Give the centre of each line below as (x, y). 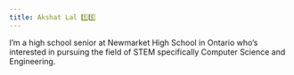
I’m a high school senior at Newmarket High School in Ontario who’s (134, 42)
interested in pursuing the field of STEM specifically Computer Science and (147, 52)
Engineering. (33, 61)
